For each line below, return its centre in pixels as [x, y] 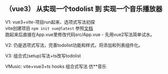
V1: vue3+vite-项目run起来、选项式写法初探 [50, 22]
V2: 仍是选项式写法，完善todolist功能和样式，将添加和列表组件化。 [74, 45]
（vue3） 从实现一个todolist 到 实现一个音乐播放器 [84, 9]
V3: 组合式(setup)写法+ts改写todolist [43, 55]
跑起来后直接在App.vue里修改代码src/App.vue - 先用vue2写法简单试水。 [80, 34]
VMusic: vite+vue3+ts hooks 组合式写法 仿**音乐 [56, 66]
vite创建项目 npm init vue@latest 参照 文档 [49, 28]
